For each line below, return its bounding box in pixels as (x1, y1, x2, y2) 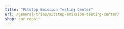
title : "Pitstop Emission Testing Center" (5, 7, 93, 12)
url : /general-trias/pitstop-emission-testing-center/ (5, 12, 120, 17)
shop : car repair (5, 16, 41, 21)
